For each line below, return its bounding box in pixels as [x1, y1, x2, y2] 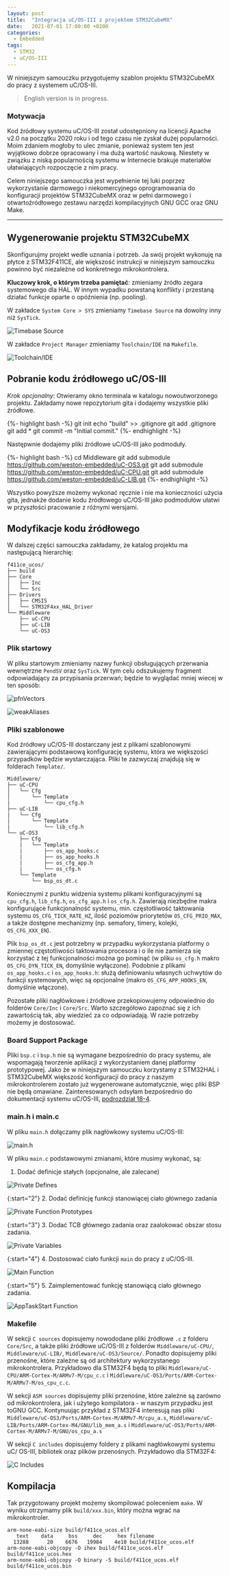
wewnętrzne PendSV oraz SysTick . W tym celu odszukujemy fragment [7, 667, 202, 675]
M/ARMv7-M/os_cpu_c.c [7, 1379, 69, 1387]
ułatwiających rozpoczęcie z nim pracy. [7, 163, 118, 172]
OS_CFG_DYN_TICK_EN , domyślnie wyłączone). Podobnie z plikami [7, 962, 186, 970]
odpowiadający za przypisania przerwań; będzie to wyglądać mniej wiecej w [7, 673, 223, 682]
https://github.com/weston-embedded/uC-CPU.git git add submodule [7, 467, 204, 476]
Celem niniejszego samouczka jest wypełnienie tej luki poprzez [7, 176, 186, 185]
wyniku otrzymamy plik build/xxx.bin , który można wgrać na [7, 1506, 180, 1514]
